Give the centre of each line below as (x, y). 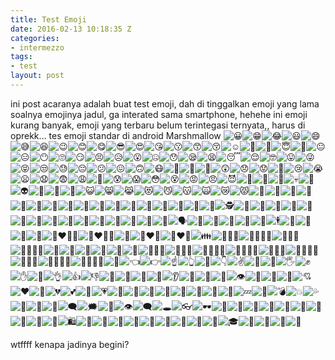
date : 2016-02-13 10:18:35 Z (71, 29)
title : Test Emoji (48, 19)
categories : (35, 38)
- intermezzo (37, 47)
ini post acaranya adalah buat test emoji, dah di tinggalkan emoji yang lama (165, 103)
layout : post (37, 76)
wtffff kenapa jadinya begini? (70, 344)
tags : (21, 57)
